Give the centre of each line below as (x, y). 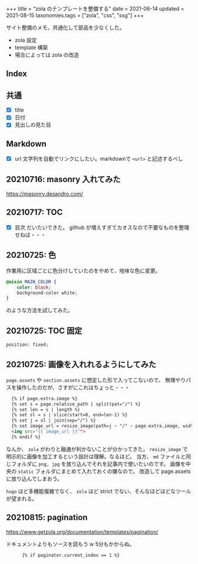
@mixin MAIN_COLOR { (32, 282)
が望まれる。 (22, 498)
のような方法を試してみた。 (40, 310)
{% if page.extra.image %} (44, 398)
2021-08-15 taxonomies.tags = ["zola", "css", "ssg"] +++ (75, 15)
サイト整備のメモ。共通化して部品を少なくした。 (65, 27)
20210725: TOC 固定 (44, 331)
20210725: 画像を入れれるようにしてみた (81, 364)
